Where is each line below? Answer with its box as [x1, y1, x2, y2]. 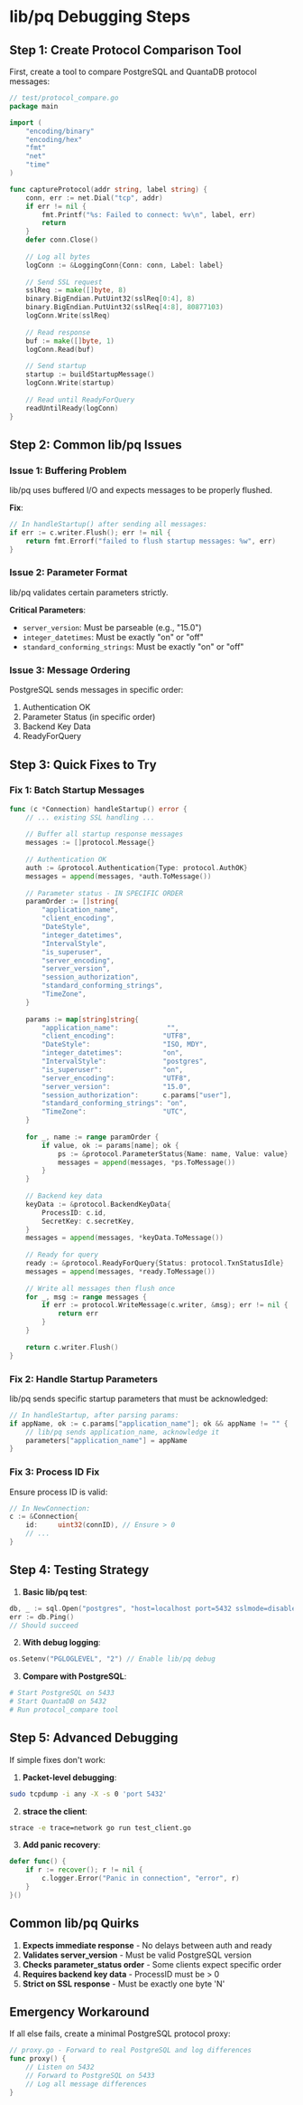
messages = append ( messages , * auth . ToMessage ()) [25, 871, 212, 881]
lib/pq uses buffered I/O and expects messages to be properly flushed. [9, 485, 273, 496]
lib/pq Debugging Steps [9, 6, 191, 27]
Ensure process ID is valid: [9, 1486, 108, 1497]
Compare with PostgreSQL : [22, 1671, 127, 1682]
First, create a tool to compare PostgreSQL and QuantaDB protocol [9, 66, 257, 77]
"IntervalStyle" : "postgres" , [41, 1057, 207, 1067]
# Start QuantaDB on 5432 [9, 1697, 106, 1706]
